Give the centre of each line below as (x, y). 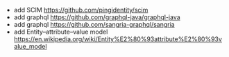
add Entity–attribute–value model (61, 32)
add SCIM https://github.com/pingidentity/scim (81, 10)
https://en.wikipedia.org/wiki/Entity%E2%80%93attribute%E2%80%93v (118, 39)
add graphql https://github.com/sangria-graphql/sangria (94, 24)
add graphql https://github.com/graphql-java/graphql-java (97, 17)
